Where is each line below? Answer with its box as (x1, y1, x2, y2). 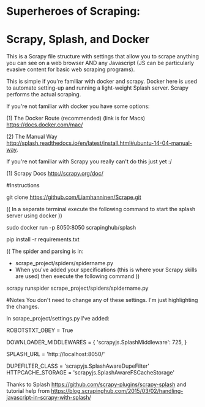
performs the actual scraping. (6, 91, 81, 98)
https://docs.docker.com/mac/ (6, 121, 83, 128)
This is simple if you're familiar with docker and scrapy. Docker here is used (6, 78, 198, 85)
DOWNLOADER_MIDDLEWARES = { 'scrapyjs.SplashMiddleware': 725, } (6, 339, 187, 346)
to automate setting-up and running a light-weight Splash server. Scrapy (6, 84, 188, 91)
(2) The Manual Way (6, 133, 58, 141)
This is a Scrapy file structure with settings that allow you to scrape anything (6, 53, 199, 60)
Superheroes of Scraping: (6, 4, 141, 18)
